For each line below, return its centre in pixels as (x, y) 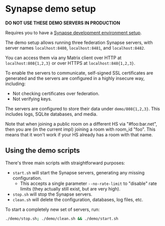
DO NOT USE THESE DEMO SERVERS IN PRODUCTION (63, 23)
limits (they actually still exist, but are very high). (70, 189)
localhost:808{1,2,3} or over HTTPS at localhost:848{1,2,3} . (70, 63)
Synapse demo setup (50, 9)
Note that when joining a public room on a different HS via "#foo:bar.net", (81, 124)
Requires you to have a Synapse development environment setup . (74, 32)
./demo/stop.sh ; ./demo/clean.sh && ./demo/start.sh (62, 218)
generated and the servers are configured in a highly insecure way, (75, 78)
